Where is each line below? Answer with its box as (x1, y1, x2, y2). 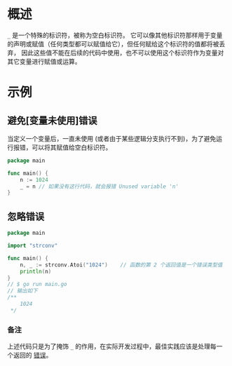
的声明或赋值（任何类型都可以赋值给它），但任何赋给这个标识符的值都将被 (7, 39, 219, 48)
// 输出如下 (7, 287, 39, 294)
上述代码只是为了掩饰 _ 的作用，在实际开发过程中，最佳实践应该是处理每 (7, 342, 217, 351)
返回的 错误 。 (13, 351, 53, 360)
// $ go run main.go (7, 281, 68, 288)
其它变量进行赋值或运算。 (7, 57, 81, 65)
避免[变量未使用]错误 (7, 114, 97, 126)
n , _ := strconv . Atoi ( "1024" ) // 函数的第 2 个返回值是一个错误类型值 (20, 261, 223, 269)
